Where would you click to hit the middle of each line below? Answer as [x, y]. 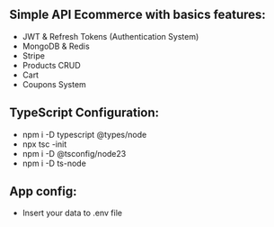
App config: [43, 191]
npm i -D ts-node [54, 163]
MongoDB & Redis [56, 46]
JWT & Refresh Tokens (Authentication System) [110, 36]
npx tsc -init [44, 144]
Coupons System [54, 84]
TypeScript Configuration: [84, 113]
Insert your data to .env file [72, 213]
